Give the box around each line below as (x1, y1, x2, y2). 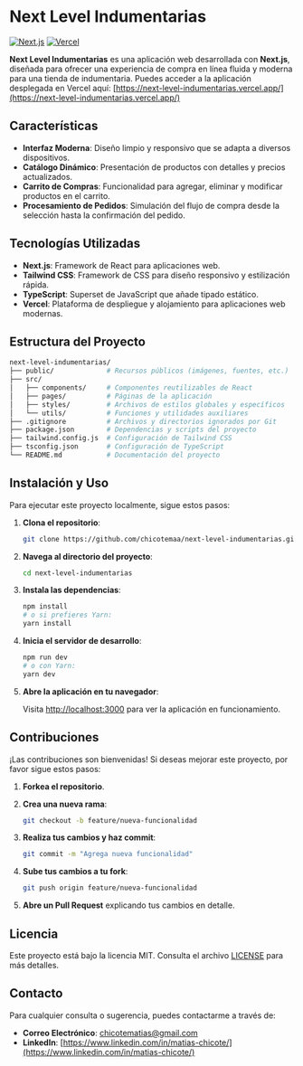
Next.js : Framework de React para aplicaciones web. (22, 259, 221, 270)
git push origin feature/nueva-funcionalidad (22, 883, 197, 892)
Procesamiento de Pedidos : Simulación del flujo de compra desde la (22, 200, 280, 211)
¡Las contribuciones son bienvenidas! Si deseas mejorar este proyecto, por (9, 753, 289, 765)
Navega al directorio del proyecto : (22, 551, 154, 561)
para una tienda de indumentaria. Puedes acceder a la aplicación (9, 72, 251, 83)
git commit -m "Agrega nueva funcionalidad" (22, 850, 194, 859)
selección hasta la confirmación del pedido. (22, 210, 185, 221)
